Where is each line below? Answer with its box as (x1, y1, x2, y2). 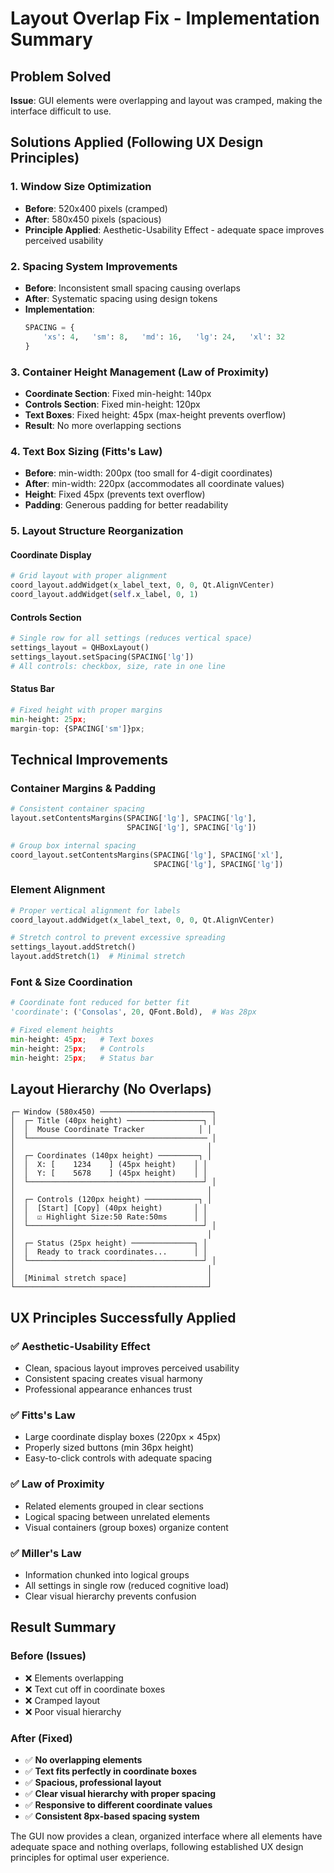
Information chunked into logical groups (24, 1569, 190, 1581)
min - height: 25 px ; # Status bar (10, 1053, 155, 1063)
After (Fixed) (10, 1731, 73, 1745)
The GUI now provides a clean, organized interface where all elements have (10, 1830, 323, 1842)
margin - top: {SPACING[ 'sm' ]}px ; (10, 723, 145, 734)
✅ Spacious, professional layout (24, 1777, 162, 1789)
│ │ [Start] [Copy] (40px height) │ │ (10, 1203, 208, 1214)
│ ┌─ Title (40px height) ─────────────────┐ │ (10, 1116, 217, 1126)
